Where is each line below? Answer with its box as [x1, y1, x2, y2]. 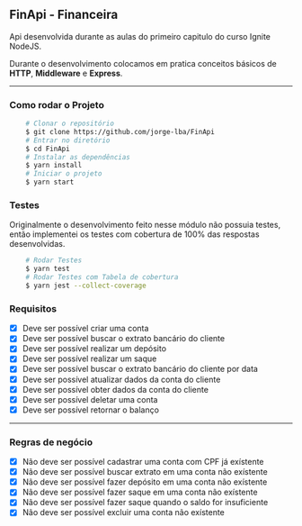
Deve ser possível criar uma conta [22, 323, 149, 334]
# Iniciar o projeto [25, 169, 102, 178]
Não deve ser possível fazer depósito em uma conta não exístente [22, 476, 268, 487]
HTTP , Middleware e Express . [9, 68, 123, 78]
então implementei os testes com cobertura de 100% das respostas [9, 229, 260, 240]
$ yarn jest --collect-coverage [25, 281, 147, 291]
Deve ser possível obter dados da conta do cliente [22, 384, 209, 394]
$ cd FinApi [25, 144, 70, 153]
